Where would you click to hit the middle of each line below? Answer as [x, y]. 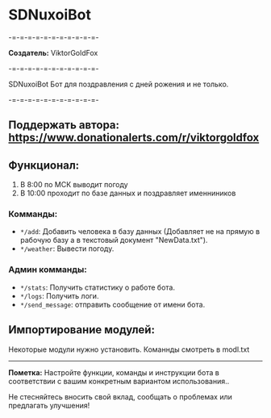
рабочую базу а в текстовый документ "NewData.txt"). [114, 240]
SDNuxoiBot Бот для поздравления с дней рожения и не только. [119, 84]
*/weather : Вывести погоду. [67, 249]
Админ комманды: [48, 270]
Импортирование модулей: [82, 330]
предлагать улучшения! [49, 405]
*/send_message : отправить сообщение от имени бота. [113, 304]
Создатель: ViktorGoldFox [53, 52]
